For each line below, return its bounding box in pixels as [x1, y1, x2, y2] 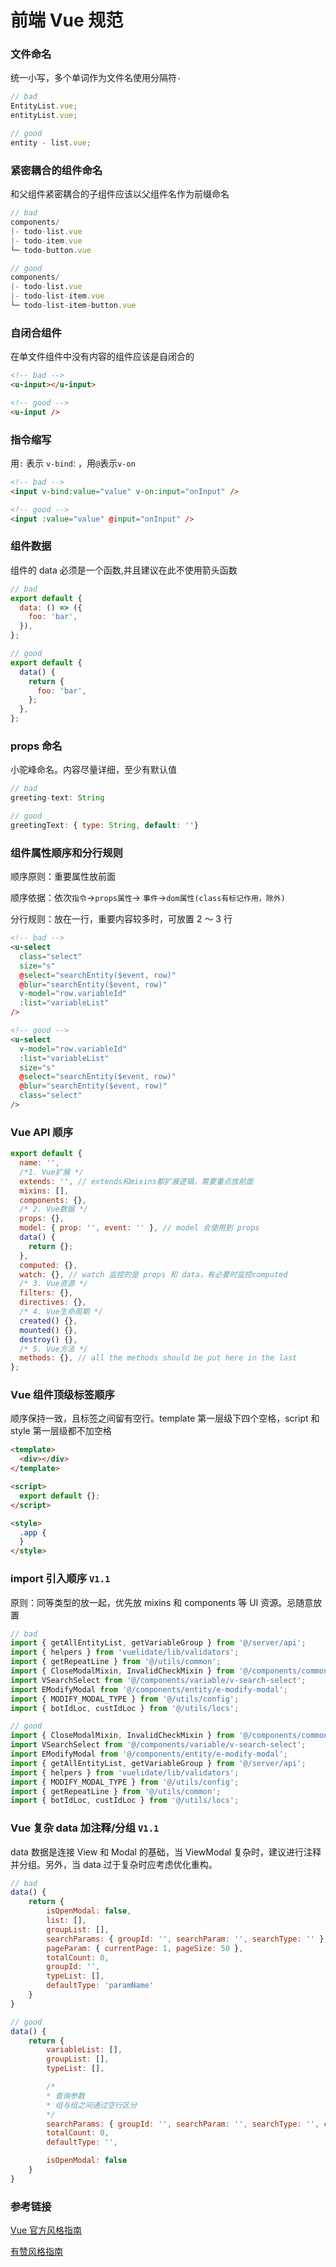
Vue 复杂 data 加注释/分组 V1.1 [10, 1821, 160, 1835]
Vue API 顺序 [10, 1125, 74, 1139]
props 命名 [10, 739, 63, 753]
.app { [19, 1527, 47, 1538]
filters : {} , [19, 1288, 74, 1298]
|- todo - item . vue [10, 236, 83, 246]
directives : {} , [19, 1297, 87, 1308]
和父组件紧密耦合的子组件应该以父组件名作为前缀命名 [10, 188, 230, 200]
